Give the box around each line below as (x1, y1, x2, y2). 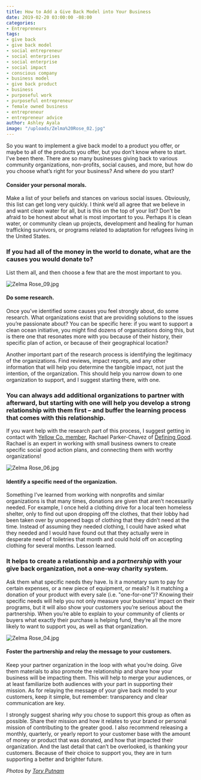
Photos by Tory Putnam (6, 767, 65, 774)
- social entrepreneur (6, 48, 63, 54)
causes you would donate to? (6, 255, 94, 263)
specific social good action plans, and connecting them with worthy (6, 447, 173, 453)
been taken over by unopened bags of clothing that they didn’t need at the (6, 517, 190, 524)
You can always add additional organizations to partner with (6, 391, 184, 399)
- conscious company (6, 70, 58, 76)
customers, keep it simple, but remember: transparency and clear (6, 693, 167, 700)
